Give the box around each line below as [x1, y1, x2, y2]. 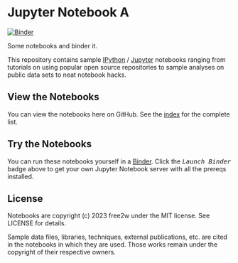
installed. [7, 172, 34, 181]
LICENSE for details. [7, 219, 67, 227]
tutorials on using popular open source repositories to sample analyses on [7, 63, 225, 71]
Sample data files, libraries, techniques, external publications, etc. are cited [7, 232, 227, 242]
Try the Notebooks [7, 138, 92, 150]
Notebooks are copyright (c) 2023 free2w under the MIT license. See [7, 211, 210, 220]
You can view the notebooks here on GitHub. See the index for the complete [7, 109, 230, 118]
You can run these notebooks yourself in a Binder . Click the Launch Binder [7, 157, 232, 166]
